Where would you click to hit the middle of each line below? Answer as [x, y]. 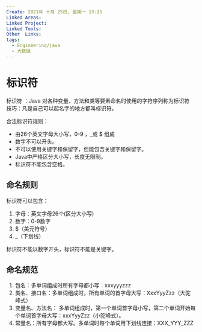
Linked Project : [26, 23]
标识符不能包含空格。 [41, 164]
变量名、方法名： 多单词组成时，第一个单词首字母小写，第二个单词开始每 [105, 308]
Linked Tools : [24, 29]
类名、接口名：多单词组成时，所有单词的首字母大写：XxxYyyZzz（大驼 [103, 293]
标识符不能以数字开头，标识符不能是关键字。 [62, 249]
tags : [13, 40]
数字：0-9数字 [33, 221]
